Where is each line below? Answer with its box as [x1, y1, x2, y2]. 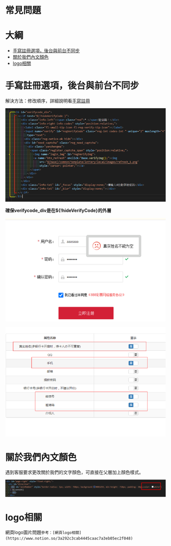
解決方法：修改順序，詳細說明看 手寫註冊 [5, 98, 90, 104]
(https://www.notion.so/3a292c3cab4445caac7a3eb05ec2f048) [5, 536, 133, 541]
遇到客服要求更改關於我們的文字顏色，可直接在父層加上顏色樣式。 [5, 469, 144, 475]
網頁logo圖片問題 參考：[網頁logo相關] [5, 529, 81, 535]
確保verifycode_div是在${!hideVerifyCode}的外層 [5, 207, 111, 214]
